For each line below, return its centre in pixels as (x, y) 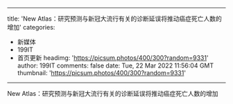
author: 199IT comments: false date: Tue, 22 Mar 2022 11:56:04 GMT (115, 65)
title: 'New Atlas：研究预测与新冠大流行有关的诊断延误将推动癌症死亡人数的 (114, 19)
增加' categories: (31, 27)
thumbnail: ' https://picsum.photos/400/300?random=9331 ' (101, 73)
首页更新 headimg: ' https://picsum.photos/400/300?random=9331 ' (113, 58)
